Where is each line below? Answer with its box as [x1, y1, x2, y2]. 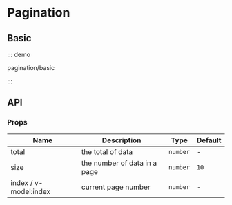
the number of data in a [81, 158, 157, 168]
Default [196, 136, 222, 145]
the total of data [81, 147, 133, 156]
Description [101, 136, 142, 145]
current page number [81, 182, 151, 192]
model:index [10, 186, 50, 196]
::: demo [7, 50, 31, 58]
